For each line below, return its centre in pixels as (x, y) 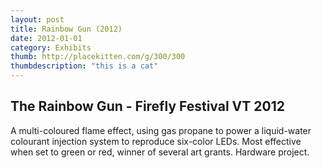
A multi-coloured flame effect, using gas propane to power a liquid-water (161, 130)
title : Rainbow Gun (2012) (66, 29)
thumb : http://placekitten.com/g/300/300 (98, 57)
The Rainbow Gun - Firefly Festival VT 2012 (147, 106)
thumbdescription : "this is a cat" (84, 66)
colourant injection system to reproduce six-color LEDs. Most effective (156, 141)
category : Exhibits (51, 47)
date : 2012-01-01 (46, 38)
